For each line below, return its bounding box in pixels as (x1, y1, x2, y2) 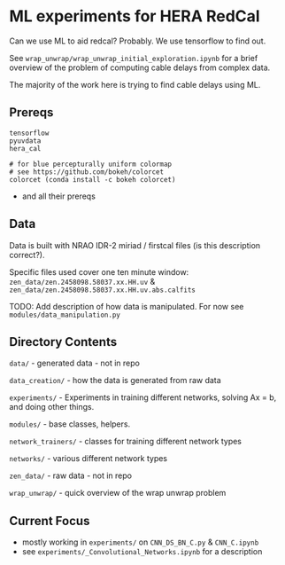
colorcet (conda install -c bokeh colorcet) (9, 175, 176, 184)
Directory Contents (9, 334, 118, 349)
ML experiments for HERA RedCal (9, 6, 260, 27)
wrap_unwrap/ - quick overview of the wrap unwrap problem (9, 488, 227, 498)
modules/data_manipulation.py (9, 310, 121, 319)
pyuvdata (9, 136, 42, 145)
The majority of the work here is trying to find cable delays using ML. (9, 79, 261, 90)
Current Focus (9, 513, 90, 529)
